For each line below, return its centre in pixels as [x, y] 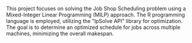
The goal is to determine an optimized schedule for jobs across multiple [93, 27]
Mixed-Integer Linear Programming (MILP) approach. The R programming [95, 15]
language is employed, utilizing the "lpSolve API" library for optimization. [95, 21]
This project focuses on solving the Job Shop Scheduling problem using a [96, 9]
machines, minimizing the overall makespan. [60, 34]
